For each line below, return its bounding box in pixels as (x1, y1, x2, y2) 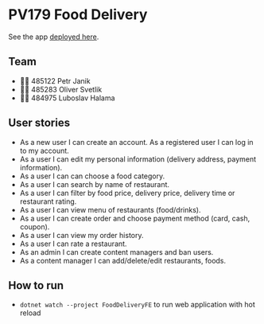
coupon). (19, 221, 50, 232)
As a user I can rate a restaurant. (19, 239, 127, 248)
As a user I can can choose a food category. (19, 171, 165, 181)
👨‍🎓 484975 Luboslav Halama (19, 93, 115, 103)
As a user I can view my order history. (19, 230, 144, 240)
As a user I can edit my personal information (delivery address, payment (19, 154, 257, 164)
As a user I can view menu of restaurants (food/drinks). (19, 205, 201, 214)
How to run (8, 279, 64, 292)
